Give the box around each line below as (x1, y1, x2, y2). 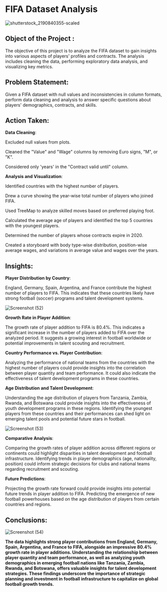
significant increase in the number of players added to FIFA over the (5, 330, 145, 336)
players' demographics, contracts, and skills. (5, 102, 97, 108)
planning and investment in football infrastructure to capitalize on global (5, 576, 159, 582)
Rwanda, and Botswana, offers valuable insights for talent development (5, 565, 157, 571)
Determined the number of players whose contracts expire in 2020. (5, 232, 144, 238)
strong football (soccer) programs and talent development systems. (5, 295, 144, 301)
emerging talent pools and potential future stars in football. (5, 416, 126, 422)
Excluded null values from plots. (5, 139, 71, 145)
